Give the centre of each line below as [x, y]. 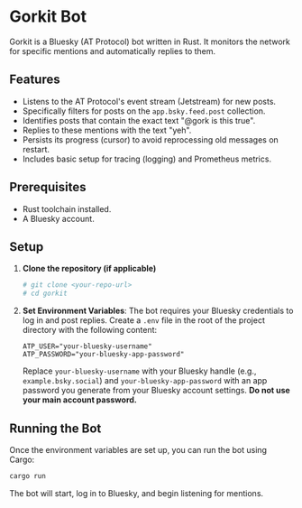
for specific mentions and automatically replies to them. [113, 51]
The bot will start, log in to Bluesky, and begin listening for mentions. [137, 493]
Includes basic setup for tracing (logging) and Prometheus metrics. [147, 159]
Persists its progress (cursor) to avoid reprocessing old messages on [151, 139]
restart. [36, 149]
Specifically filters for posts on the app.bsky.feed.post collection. [144, 111]
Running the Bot [55, 428]
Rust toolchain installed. [67, 208]
